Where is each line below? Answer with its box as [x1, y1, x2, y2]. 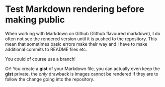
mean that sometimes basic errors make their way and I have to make [5, 41, 148, 47]
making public [5, 14, 65, 25]
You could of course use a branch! [5, 56, 76, 62]
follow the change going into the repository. [5, 76, 94, 82]
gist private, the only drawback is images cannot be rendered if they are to [5, 71, 159, 77]
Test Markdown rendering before [5, 3, 145, 15]
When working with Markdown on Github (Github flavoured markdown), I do [5, 30, 161, 36]
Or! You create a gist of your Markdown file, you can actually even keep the [5, 66, 160, 72]
